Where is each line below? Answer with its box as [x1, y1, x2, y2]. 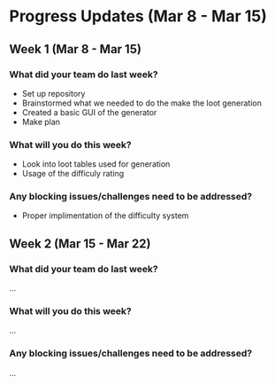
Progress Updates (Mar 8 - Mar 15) [9, 6, 268, 27]
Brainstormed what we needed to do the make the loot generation [21, 98, 263, 108]
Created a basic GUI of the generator [21, 106, 157, 117]
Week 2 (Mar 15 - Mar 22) [9, 236, 151, 251]
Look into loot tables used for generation [21, 159, 171, 169]
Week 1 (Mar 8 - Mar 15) [9, 42, 141, 57]
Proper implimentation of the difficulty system [21, 210, 189, 221]
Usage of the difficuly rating [21, 168, 125, 179]
